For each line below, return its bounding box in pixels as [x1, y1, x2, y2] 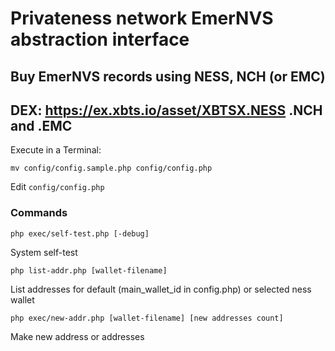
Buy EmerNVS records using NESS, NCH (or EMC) [10, 68, 326, 85]
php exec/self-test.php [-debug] [10, 228, 150, 239]
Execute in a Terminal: [10, 144, 102, 156]
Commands [10, 206, 68, 220]
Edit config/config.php [10, 181, 105, 193]
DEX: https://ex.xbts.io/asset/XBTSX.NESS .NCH [10, 102, 323, 119]
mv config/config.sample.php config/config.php [10, 163, 213, 174]
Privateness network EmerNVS [10, 7, 274, 30]
